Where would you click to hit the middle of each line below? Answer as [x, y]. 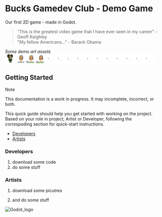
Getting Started [29, 78]
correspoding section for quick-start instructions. [55, 124]
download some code [34, 162]
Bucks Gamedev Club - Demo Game [79, 9]
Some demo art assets [28, 51]
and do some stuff [31, 200]
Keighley [38, 37]
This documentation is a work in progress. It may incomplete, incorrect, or [80, 99]
